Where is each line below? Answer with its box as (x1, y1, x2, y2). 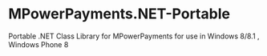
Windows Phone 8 (8, 39, 69, 49)
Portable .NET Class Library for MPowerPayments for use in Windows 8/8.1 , (8, 31, 260, 41)
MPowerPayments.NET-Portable (8, 5, 231, 23)
